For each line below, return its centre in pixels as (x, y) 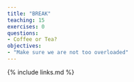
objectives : (24, 46)
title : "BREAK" (29, 14)
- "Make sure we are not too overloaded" (68, 53)
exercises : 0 (26, 26)
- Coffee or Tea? (32, 40)
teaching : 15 (26, 20)
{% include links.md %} (41, 72)
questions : (23, 33)
